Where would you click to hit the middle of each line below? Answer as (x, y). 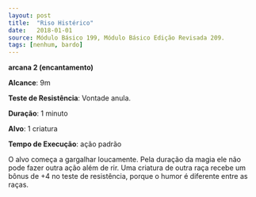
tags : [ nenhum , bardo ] (46, 45)
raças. (19, 185)
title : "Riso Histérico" (51, 23)
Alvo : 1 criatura (33, 129)
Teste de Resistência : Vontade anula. (70, 98)
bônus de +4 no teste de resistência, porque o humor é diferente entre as (128, 176)
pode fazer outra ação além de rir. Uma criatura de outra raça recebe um (127, 168)
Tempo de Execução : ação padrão (65, 144)
